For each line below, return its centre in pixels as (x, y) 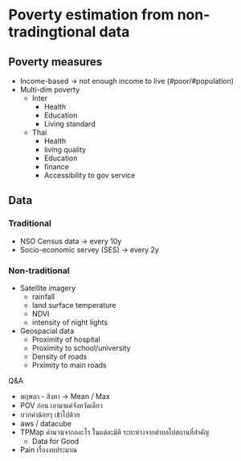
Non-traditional (39, 270)
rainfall (43, 297)
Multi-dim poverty (50, 89)
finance (57, 166)
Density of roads (59, 356)
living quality (65, 150)
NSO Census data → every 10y (71, 241)
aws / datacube (46, 423)
